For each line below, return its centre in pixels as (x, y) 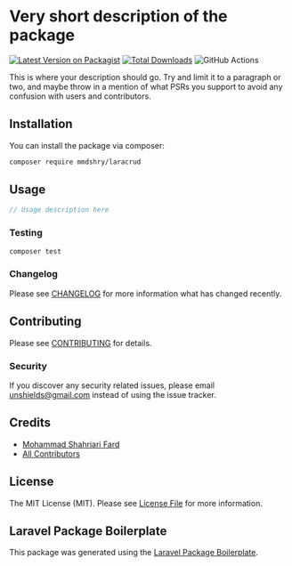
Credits (30, 423)
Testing (26, 233)
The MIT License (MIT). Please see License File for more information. (136, 503)
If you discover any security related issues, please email (112, 385)
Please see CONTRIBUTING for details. (81, 343)
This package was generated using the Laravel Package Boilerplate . (134, 553)
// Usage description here (59, 210)
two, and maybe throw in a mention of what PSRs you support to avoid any (146, 86)
